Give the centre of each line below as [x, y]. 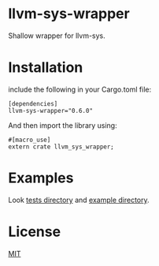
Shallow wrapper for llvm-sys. [57, 36]
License [35, 232]
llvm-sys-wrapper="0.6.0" [50, 111]
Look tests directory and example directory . [79, 200]
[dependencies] [33, 103]
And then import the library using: [63, 125]
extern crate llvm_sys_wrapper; [61, 147]
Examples [41, 178]
